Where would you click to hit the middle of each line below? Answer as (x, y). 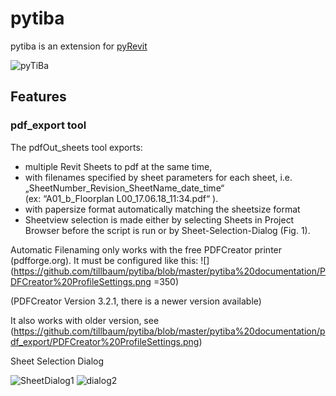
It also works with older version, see (85, 320)
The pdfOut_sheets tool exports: (76, 147)
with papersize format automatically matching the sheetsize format (162, 209)
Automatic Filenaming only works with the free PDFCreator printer (146, 249)
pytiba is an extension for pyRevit (79, 46)
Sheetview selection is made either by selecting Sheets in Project (159, 219)
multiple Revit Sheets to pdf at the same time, (118, 166)
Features (38, 97)
